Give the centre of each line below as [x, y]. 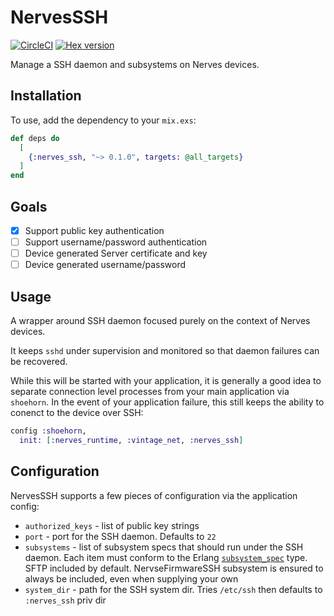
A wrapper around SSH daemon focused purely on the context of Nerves [160, 320]
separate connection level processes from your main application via [150, 391]
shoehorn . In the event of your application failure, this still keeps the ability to [167, 402]
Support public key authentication [94, 230]
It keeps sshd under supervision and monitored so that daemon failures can [165, 350]
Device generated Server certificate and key [116, 253]
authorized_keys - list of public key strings [112, 525]
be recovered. [39, 361]
